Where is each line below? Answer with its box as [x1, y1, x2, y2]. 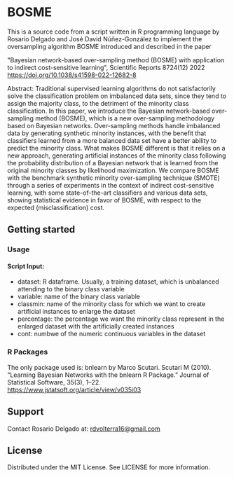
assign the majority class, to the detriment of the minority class [7, 99, 189, 107]
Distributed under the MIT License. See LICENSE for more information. [7, 463, 211, 471]
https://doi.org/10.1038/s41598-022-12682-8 [7, 71, 137, 79]
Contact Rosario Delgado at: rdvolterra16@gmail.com [7, 424, 160, 433]
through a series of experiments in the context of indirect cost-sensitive [7, 181, 214, 189]
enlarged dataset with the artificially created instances [17, 322, 174, 331]
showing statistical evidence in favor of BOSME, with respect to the [7, 195, 202, 204]
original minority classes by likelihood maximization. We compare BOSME [7, 166, 219, 174]
